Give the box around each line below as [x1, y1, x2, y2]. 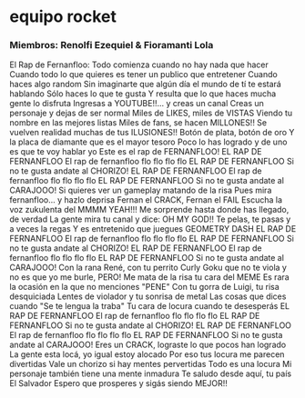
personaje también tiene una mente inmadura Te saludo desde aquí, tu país [9, 368, 292, 379]
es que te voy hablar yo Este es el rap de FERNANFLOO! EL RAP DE [9, 146, 262, 157]
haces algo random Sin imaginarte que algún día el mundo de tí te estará [9, 79, 282, 90]
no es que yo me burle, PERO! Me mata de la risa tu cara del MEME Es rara [9, 272, 290, 283]
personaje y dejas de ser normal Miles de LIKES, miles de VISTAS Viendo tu [9, 107, 293, 119]
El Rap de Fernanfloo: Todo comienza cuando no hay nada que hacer [9, 59, 269, 70]
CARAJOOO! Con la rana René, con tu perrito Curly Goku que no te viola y [9, 262, 287, 274]
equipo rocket [9, 6, 117, 27]
